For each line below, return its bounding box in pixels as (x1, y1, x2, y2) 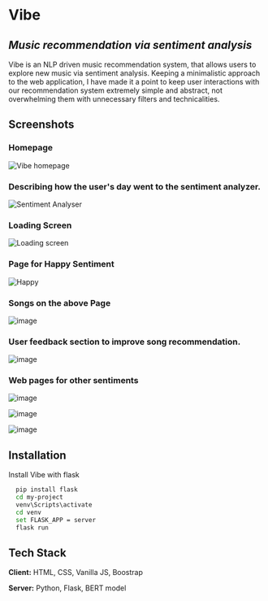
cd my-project (15, 494, 63, 502)
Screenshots (8, 118, 75, 132)
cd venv (15, 508, 42, 516)
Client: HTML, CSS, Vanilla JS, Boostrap (8, 568, 144, 577)
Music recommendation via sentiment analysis (8, 38, 253, 52)
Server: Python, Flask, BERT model (8, 583, 127, 593)
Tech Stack (8, 546, 67, 560)
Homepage (8, 142, 53, 154)
